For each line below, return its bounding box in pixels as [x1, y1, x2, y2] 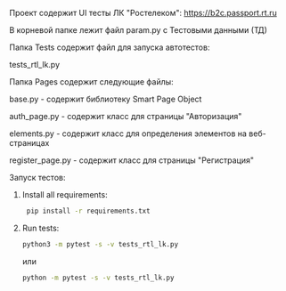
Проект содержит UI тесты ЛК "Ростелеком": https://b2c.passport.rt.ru [9, 8, 278, 18]
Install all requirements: [21, 190, 109, 199]
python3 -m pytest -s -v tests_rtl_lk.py [21, 239, 179, 248]
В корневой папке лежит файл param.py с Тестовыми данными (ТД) [9, 25, 267, 35]
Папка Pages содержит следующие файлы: [9, 77, 174, 87]
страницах [9, 138, 50, 148]
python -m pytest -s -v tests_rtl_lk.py [21, 273, 175, 282]
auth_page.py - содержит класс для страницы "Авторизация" [9, 111, 242, 121]
